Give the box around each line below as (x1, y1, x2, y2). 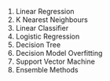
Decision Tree (15, 40, 61, 50)
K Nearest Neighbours (15, 15, 88, 24)
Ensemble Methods (15, 65, 79, 74)
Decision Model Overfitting (15, 49, 103, 57)
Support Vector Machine (15, 57, 96, 66)
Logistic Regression (15, 31, 80, 41)
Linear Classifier (15, 24, 69, 32)
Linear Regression (15, 7, 75, 16)
